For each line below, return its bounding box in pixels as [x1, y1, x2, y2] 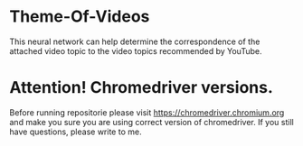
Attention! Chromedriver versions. [9, 78, 274, 98]
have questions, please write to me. [9, 126, 142, 137]
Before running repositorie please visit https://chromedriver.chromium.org [9, 106, 285, 118]
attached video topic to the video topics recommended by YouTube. [9, 45, 262, 56]
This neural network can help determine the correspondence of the [9, 36, 260, 47]
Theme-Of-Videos [9, 6, 150, 27]
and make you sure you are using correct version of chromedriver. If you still [9, 116, 294, 127]
